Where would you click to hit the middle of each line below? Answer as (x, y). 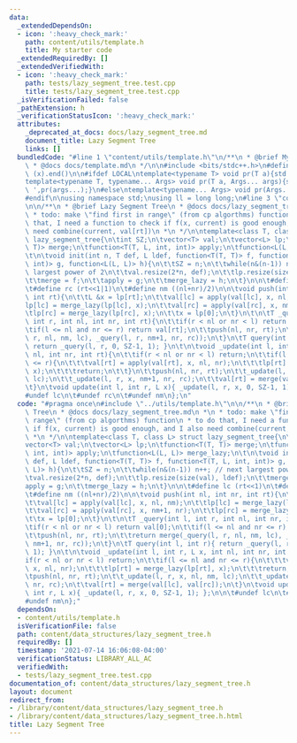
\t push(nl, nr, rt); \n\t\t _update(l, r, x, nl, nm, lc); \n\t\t (144, 577)
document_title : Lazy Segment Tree (91, 141)
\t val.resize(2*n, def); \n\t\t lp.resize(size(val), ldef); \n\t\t (148, 478)
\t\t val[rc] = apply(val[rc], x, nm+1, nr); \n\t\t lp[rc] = (136, 511)
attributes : (39, 125)
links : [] (43, 149)
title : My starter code (69, 50)
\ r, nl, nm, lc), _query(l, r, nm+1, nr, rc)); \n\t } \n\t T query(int (156, 338)
